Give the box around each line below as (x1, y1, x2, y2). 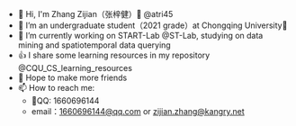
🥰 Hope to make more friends (17, 72, 128, 83)
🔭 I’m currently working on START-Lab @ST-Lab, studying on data (17, 31, 264, 40)
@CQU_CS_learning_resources (17, 63, 133, 73)
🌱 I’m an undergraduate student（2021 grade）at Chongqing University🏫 (17, 20, 288, 31)
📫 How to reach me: (17, 83, 95, 93)
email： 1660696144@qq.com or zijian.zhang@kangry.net (31, 106, 245, 116)
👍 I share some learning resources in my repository (17, 49, 211, 60)
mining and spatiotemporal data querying (17, 40, 171, 50)
